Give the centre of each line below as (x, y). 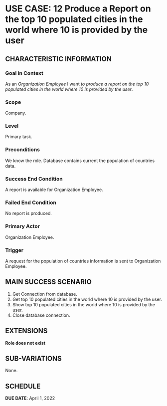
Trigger (14, 250)
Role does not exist (25, 343)
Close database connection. (41, 315)
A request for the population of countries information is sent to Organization (83, 261)
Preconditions (23, 150)
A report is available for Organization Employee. (54, 190)
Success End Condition (34, 179)
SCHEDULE (23, 386)
